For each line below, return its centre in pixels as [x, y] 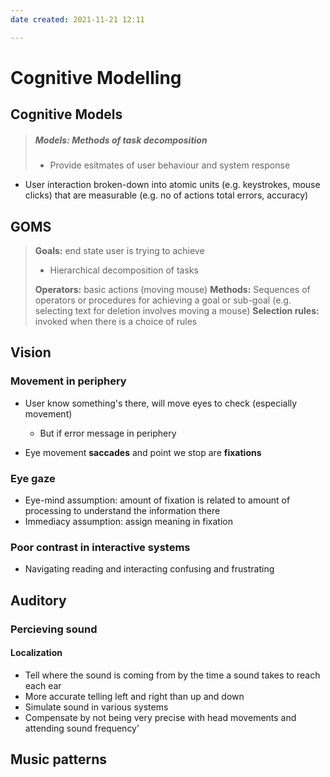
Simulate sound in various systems [96, 707]
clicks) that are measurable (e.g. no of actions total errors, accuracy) [166, 195]
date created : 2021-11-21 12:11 [77, 19]
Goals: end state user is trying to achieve [119, 250]
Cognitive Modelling [96, 77]
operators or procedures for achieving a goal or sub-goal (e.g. [163, 300]
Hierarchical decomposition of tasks [124, 270]
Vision [31, 352]
